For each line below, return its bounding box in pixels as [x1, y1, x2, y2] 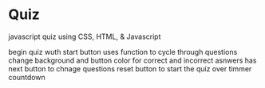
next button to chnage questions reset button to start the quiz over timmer [8, 63, 252, 73]
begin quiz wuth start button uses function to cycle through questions [8, 47, 238, 56]
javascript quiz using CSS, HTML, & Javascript [8, 32, 161, 41]
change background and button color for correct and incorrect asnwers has [8, 55, 257, 65]
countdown [8, 72, 45, 82]
